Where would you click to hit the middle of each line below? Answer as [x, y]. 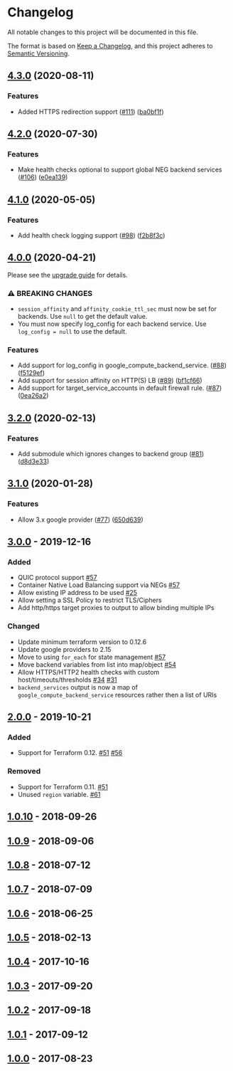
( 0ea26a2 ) [33, 396]
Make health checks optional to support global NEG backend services [120, 170]
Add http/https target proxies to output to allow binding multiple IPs [116, 608]
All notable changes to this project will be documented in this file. [103, 32]
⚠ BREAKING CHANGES [50, 293]
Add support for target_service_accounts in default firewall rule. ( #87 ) [120, 388]
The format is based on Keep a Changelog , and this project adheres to [110, 46]
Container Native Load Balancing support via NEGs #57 [98, 585]
